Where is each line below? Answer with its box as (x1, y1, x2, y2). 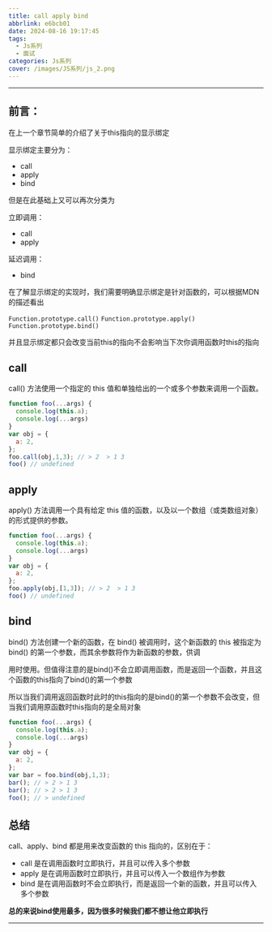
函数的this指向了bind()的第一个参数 (15, 675, 133, 684)
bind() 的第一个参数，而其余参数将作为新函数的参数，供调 (8, 647, 201, 657)
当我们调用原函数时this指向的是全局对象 (8, 701, 142, 711)
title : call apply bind (8, 11, 89, 20)
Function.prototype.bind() (8, 321, 100, 330)
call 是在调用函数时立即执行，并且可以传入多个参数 (19, 858, 190, 869)
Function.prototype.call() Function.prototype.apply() (8, 314, 196, 323)
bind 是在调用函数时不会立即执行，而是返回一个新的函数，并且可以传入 (19, 878, 257, 889)
